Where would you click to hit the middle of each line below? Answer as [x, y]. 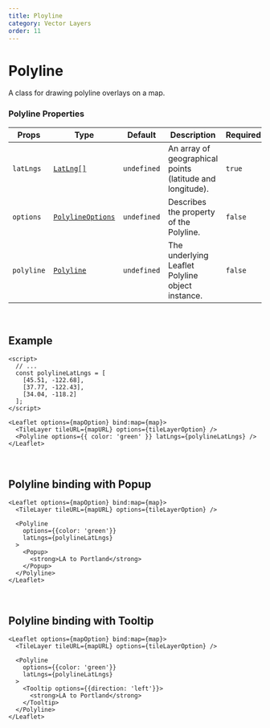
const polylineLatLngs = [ [61, 373]
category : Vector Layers [50, 23]
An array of [189, 148]
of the [179, 222]
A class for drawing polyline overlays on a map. [87, 93]
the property [191, 212]
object [180, 285]
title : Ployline [35, 16]
